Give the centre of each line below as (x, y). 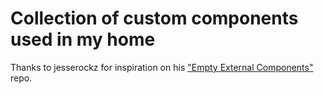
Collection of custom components (154, 18)
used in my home (83, 39)
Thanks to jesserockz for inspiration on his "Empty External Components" (162, 67)
